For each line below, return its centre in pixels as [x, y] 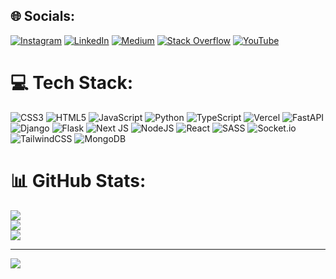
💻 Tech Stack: [72, 83]
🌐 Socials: [43, 16]
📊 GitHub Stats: [78, 180]
